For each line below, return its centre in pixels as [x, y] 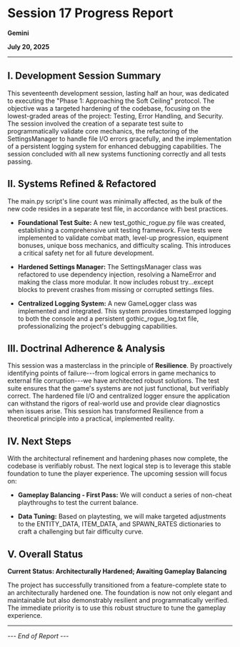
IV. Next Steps [39, 441]
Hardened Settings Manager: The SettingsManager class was [110, 266]
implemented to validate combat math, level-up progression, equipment [123, 238]
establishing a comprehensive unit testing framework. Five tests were [120, 230]
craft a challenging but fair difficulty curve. [81, 532]
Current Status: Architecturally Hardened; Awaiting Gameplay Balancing [117, 571]
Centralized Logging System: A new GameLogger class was [107, 303]
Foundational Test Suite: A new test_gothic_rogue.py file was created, [122, 222]
